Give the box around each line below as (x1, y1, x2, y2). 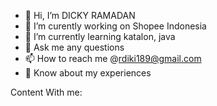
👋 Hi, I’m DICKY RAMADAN (24, 10, 136, 21)
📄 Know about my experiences (24, 67, 152, 79)
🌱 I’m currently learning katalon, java (24, 31, 176, 42)
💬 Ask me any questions (24, 41, 125, 53)
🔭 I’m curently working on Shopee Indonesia (24, 20, 207, 32)
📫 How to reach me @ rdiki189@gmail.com (24, 53, 202, 64)
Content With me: (10, 86, 83, 98)
